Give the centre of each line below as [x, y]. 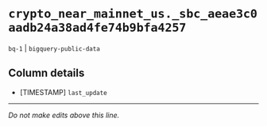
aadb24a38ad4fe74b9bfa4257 [97, 28]
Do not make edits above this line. [64, 115]
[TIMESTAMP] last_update [63, 92]
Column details [46, 73]
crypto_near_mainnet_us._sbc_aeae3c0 [133, 14]
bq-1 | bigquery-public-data [54, 48]
